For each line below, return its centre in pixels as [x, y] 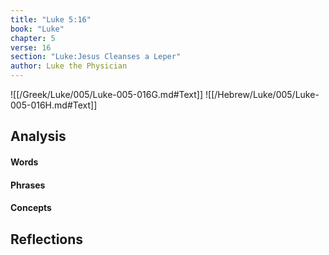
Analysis [38, 136]
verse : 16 [31, 47]
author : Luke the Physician [69, 66]
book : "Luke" [37, 29]
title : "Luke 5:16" [51, 19]
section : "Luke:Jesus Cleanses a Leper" [96, 57]
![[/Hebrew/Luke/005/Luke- [262, 94]
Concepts [31, 208]
